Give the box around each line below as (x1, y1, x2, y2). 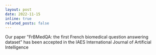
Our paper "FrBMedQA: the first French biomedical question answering (5, 34, 149, 40)
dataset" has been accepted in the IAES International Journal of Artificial (5, 39, 152, 45)
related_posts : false (5, 20, 50, 26)
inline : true (5, 16, 32, 21)
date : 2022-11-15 (5, 12, 41, 17)
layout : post (5, 7, 32, 12)
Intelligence (5, 44, 28, 50)
